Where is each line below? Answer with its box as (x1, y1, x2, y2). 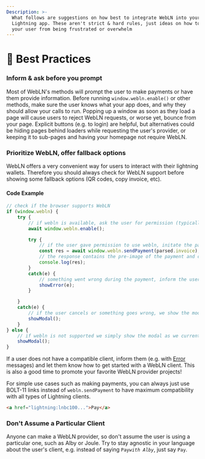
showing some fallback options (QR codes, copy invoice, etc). (6, 175, 162, 183)
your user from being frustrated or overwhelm (12, 26, 132, 32)
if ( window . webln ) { (6, 209, 59, 215)
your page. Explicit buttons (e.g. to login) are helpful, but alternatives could (6, 120, 195, 128)
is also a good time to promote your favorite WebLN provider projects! (6, 368, 182, 375)
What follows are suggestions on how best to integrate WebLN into (12, 15, 187, 21)
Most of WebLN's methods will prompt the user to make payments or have (6, 88, 193, 95)
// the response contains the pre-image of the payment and (38, 254, 195, 260)
